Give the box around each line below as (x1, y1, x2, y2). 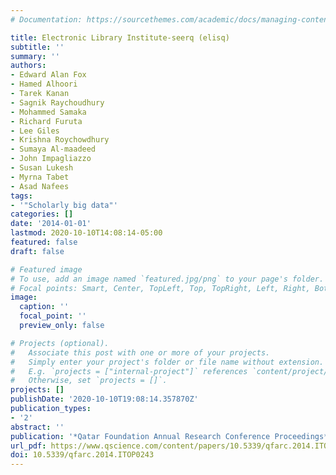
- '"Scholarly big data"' (10, 200, 118, 210)
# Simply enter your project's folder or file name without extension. (10, 357, 325, 367)
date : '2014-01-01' (10, 219, 92, 229)
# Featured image (10, 264, 83, 275)
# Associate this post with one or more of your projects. (10, 347, 271, 358)
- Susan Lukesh (10, 163, 74, 173)
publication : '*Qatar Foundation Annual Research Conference (10, 431, 271, 441)
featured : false (10, 237, 78, 247)
